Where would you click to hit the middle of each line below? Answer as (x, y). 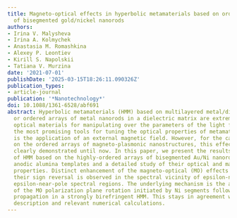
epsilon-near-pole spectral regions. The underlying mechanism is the (120, 184)
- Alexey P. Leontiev (39, 53)
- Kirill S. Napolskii (41, 60)
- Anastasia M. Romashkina (47, 46)
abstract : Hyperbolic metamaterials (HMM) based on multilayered (105, 112)
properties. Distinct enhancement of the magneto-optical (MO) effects (121, 171)
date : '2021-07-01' (36, 72)
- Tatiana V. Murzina (39, 66)
